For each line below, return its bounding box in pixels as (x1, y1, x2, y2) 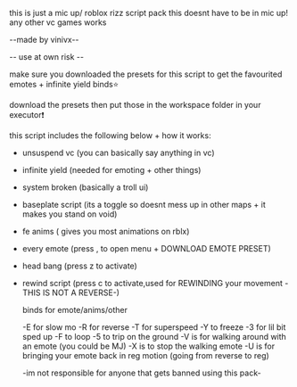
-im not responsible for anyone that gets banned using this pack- (21, 367, 261, 378)
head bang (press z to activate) (21, 260, 138, 271)
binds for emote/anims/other (21, 305, 128, 315)
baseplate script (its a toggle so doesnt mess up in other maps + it (21, 200, 266, 210)
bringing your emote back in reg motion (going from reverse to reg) (21, 350, 269, 360)
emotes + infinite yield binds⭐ (9, 79, 119, 89)
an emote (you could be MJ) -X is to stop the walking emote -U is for (21, 341, 275, 351)
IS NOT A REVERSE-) (42, 287, 120, 298)
